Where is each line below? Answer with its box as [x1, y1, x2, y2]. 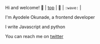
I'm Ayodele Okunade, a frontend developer [5, 14, 95, 20]
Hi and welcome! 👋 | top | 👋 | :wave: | [5, 5, 81, 10]
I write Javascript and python [5, 24, 65, 30]
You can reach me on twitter [5, 34, 63, 39]
